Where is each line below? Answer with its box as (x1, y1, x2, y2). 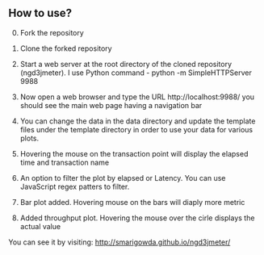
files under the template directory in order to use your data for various (19, 124, 253, 134)
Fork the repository (19, 27, 85, 37)
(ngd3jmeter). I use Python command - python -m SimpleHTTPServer (19, 68, 252, 77)
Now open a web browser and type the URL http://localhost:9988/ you (19, 92, 255, 102)
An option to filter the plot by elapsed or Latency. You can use (19, 173, 226, 182)
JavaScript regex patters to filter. (19, 182, 130, 191)
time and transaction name (19, 157, 110, 167)
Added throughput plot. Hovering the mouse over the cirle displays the (19, 213, 255, 223)
